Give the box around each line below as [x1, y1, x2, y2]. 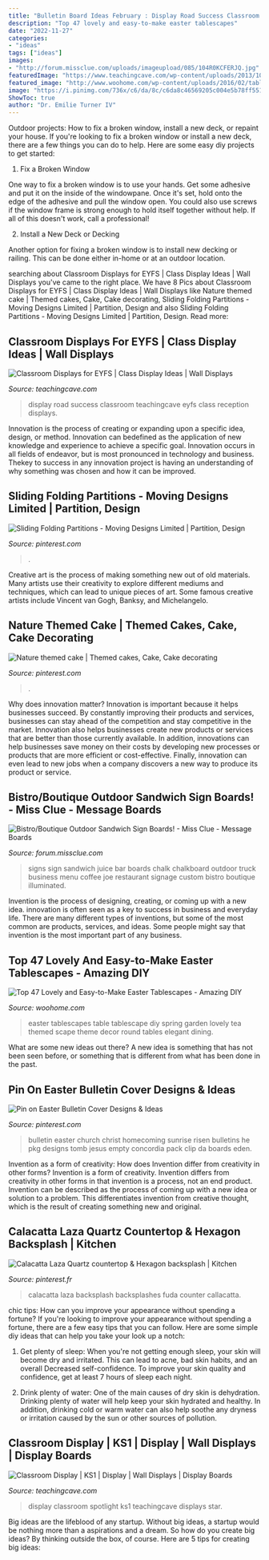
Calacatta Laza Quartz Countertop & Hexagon [8, 1225, 241, 1239]
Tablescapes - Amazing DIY [8, 966, 151, 980]
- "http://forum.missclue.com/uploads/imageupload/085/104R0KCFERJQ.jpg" [8, 64, 260, 72]
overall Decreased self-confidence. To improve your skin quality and [19, 1364, 246, 1373]
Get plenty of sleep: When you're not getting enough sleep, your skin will [19, 1346, 261, 1356]
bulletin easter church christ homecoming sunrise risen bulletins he [27, 1135, 251, 1145]
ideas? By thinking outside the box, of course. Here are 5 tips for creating [8, 1534, 250, 1543]
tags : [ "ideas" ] [8, 49, 62, 57]
